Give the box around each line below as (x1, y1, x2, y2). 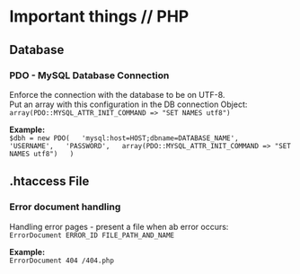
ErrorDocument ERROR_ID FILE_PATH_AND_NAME (9, 231, 175, 240)
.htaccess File (9, 173, 90, 190)
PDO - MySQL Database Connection (9, 69, 170, 82)
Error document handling (9, 200, 121, 213)
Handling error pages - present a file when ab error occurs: (9, 221, 229, 232)
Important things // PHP (9, 6, 190, 27)
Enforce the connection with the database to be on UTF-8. (9, 89, 225, 100)
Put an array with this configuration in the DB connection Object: (9, 99, 248, 110)
